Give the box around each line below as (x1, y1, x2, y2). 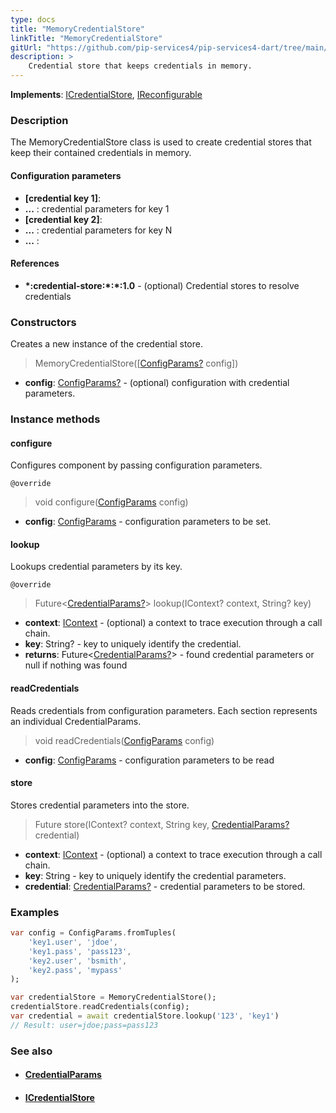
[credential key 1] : (24, 192, 101, 204)
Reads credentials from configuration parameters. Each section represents (10, 704, 318, 716)
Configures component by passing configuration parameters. (10, 459, 263, 471)
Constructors (10, 315, 77, 329)
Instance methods (10, 412, 101, 426)
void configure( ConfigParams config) (34, 496, 189, 508)
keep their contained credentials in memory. (10, 147, 192, 159)
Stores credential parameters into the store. (10, 799, 190, 811)
